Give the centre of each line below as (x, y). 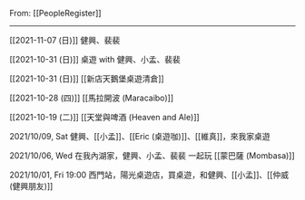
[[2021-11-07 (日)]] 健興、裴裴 (65, 40)
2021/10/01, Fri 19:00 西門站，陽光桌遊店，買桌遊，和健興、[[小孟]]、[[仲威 (149, 175)
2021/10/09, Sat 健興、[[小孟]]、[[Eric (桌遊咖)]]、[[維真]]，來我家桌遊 (140, 136)
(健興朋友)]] (31, 186)
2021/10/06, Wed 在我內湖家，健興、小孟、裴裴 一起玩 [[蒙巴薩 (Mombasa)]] (152, 156)
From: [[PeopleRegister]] (55, 13)
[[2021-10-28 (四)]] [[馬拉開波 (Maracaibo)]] (92, 98)
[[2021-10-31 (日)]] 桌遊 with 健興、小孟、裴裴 (95, 59)
